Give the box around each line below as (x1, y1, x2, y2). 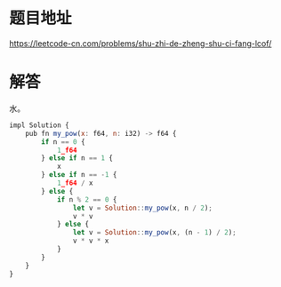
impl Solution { (9, 121, 69, 130)
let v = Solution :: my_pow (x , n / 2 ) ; (72, 203, 213, 212)
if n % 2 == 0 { (56, 195, 117, 204)
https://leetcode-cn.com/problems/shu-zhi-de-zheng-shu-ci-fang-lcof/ (9, 37, 272, 49)
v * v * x (72, 236, 109, 245)
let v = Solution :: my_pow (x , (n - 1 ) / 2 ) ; (72, 228, 237, 237)
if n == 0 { (41, 137, 86, 147)
